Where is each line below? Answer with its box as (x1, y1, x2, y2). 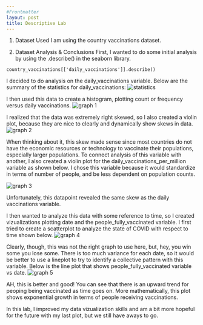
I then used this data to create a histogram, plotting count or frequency (6, 95, 183, 103)
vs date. (6, 269, 27, 276)
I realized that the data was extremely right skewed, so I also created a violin (6, 113, 197, 121)
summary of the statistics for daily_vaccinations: (6, 84, 126, 91)
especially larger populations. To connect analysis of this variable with (6, 151, 182, 158)
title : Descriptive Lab (6, 20, 67, 26)
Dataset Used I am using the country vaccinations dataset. (15, 37, 162, 44)
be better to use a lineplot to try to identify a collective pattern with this (6, 256, 184, 264)
